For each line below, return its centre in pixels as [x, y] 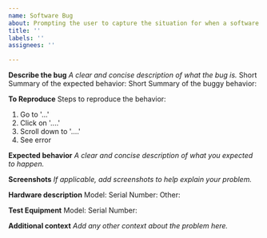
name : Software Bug [41, 16]
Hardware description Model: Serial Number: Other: [94, 195]
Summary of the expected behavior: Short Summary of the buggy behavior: [133, 84]
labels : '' [26, 38]
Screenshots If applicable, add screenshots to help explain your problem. [130, 180]
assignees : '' [32, 46]
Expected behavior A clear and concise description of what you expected [131, 156]
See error [36, 140]
